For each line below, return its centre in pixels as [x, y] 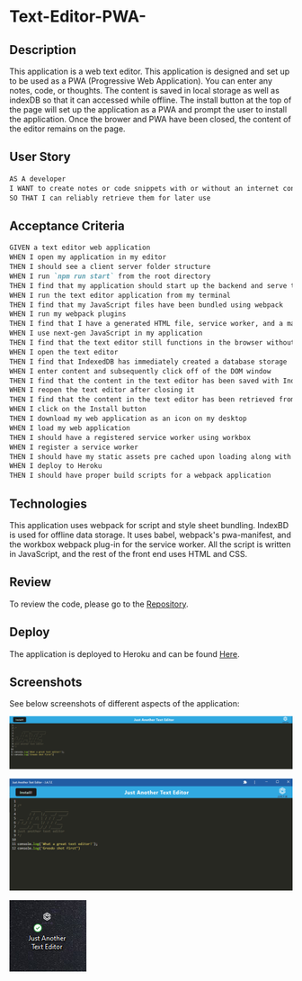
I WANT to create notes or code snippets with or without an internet [144, 188]
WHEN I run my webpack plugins [68, 314]
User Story [40, 157]
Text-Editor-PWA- [78, 17]
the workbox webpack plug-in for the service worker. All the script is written [150, 544]
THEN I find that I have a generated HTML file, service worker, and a [146, 324]
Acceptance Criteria [67, 225]
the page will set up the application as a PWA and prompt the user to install [148, 109]
